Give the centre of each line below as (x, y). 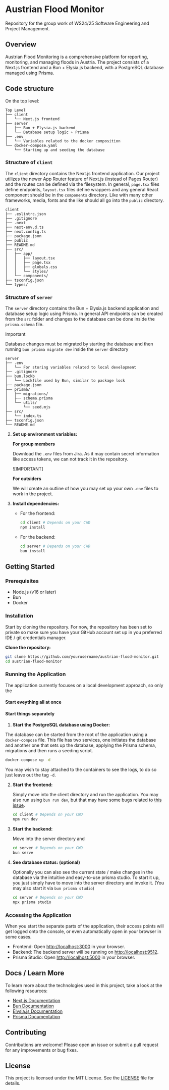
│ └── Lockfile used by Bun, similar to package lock (65, 381)
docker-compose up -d (28, 760)
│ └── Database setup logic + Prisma (47, 132)
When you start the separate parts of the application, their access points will (84, 926)
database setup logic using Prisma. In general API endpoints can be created (84, 314)
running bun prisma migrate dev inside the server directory (67, 349)
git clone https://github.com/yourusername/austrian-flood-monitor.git (82, 657)
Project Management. (28, 28)
